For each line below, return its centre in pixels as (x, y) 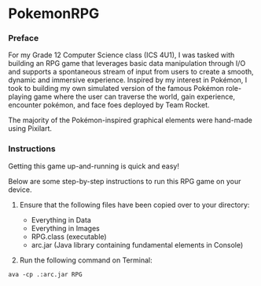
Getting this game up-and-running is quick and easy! (94, 166)
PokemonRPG (54, 14)
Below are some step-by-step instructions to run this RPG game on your (125, 181)
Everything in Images (65, 228)
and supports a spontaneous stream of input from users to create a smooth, (131, 72)
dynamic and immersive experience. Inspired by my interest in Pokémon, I (128, 80)
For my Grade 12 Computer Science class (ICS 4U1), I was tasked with (121, 55)
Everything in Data (61, 219)
